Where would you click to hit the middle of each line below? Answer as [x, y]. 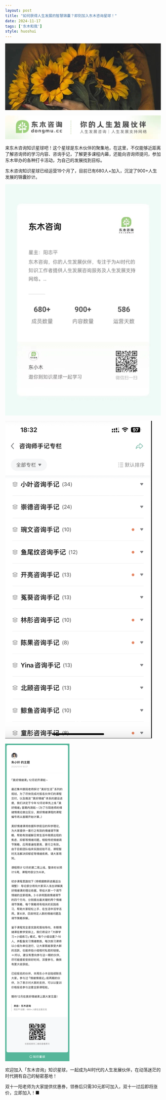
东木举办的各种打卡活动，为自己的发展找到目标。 [55, 160]
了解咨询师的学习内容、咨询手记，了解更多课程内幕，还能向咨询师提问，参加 [83, 154]
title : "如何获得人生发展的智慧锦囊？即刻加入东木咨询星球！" [61, 16]
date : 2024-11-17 [23, 21]
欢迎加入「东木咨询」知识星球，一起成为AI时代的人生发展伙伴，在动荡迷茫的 [83, 1070]
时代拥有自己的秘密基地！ [31, 1076]
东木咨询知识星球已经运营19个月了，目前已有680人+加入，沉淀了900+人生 [81, 171]
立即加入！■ [26, 1093]
